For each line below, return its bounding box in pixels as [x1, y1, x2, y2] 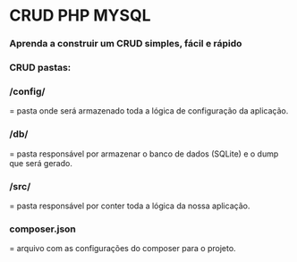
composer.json [9, 223, 76, 235]
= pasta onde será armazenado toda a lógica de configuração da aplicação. [9, 106, 289, 116]
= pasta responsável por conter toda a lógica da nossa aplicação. [9, 200, 250, 211]
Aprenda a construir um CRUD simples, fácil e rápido [9, 38, 242, 50]
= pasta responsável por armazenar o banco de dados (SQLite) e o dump [9, 148, 279, 159]
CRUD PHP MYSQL [9, 5, 151, 26]
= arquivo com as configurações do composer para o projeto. [9, 243, 236, 254]
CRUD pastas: [9, 62, 72, 74]
